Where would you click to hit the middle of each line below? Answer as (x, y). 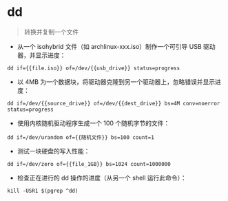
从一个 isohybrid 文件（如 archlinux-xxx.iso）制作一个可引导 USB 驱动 (116, 46)
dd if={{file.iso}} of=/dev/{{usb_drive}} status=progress (94, 68)
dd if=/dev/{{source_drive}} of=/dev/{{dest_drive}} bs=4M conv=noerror (114, 103)
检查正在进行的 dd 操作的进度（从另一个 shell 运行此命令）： (102, 178)
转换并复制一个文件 (51, 32)
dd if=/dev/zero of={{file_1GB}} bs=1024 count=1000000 (89, 164)
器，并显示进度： (41, 55)
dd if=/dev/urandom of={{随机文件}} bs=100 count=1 (81, 137)
